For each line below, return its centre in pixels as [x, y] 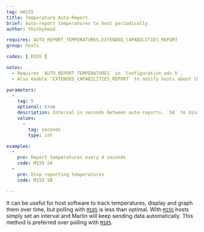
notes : [15, 68]
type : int [40, 135]
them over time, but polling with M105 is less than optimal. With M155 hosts [98, 209]
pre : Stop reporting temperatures [61, 174]
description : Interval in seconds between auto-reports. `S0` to [102, 113]
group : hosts [23, 46]
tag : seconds [45, 129]
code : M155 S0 [35, 180]
